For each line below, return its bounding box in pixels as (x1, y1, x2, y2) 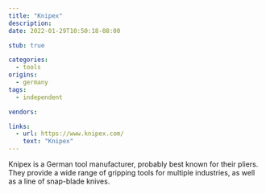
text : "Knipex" (23, 138, 74, 146)
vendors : (8, 108, 38, 116)
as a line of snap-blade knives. (8, 176, 110, 186)
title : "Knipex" (8, 11, 63, 20)
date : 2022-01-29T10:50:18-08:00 (8, 27, 121, 35)
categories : (8, 56, 48, 64)
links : (8, 122, 31, 130)
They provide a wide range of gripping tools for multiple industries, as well (8, 168, 256, 177)
